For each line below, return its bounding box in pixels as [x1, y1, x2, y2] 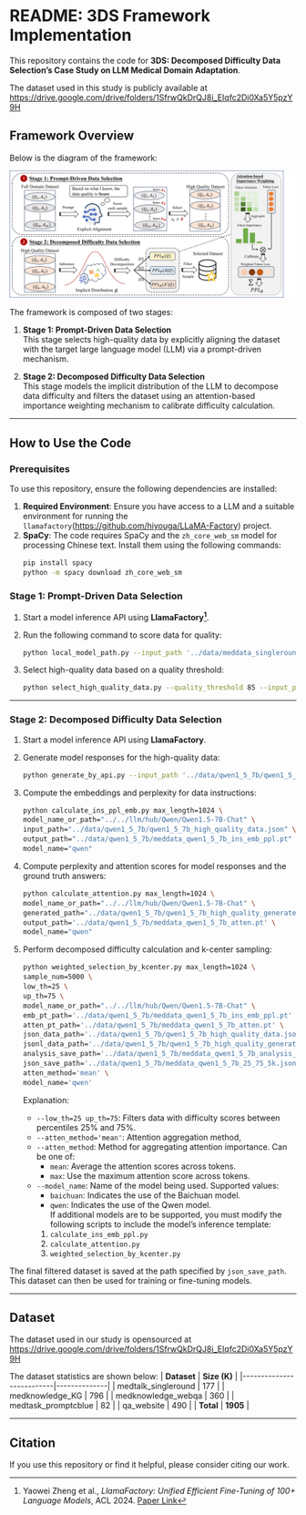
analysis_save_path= [22, 1049, 101, 1059]
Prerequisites [9, 462, 70, 475]
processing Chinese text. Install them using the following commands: [22, 539, 281, 550]
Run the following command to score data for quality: [22, 630, 222, 640]
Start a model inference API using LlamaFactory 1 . [22, 609, 209, 622]
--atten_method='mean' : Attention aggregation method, [36, 1131, 241, 1142]
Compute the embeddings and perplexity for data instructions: [22, 787, 257, 798]
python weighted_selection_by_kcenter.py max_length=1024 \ [22, 963, 256, 972]
